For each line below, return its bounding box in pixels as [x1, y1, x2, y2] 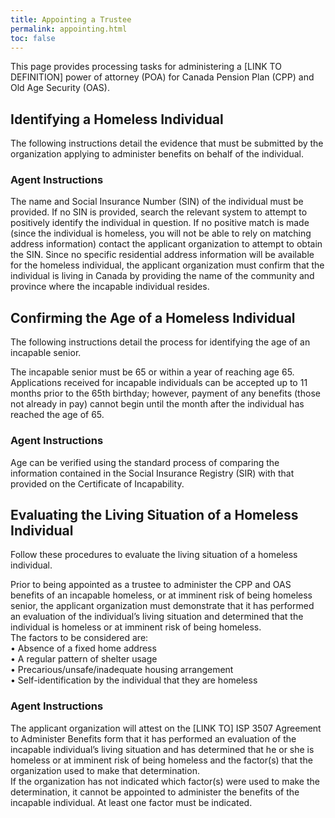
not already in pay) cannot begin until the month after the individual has [10, 398, 305, 410]
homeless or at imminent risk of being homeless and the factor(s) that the [10, 754, 313, 766]
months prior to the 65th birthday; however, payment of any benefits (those [10, 387, 321, 400]
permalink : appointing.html [10, 24, 128, 34]
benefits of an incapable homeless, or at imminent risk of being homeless [10, 589, 313, 601]
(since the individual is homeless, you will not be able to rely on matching [10, 227, 312, 240]
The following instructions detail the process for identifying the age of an [10, 336, 311, 348]
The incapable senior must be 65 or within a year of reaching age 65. [10, 366, 295, 378]
